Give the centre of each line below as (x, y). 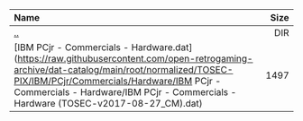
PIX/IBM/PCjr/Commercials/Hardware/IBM (103, 81)
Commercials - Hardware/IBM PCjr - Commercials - (125, 92)
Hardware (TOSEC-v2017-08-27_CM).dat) (108, 104)
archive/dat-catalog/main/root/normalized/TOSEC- (124, 69)
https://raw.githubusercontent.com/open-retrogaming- (135, 59)
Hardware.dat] (162, 47)
